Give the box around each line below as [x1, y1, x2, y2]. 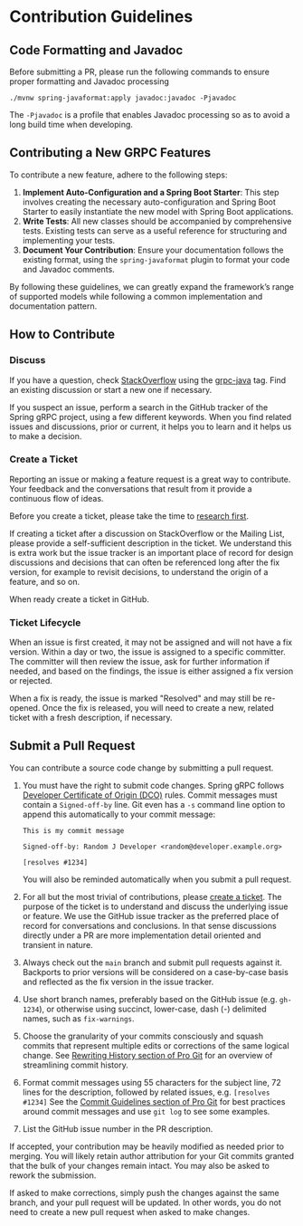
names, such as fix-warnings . [22, 1012, 135, 1024]
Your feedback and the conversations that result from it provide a [9, 483, 252, 494]
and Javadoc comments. [22, 263, 115, 274]
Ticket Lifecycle [9, 616, 81, 628]
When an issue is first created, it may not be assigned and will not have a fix [9, 637, 292, 648]
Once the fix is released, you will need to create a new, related [42, 703, 274, 714]
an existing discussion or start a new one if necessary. [9, 384, 213, 395]
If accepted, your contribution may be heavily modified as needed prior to [9, 1141, 285, 1152]
